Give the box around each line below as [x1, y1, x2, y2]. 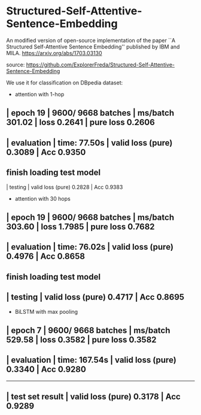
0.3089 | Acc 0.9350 [6, 147, 86, 157]
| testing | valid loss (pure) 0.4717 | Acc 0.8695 [6, 292, 184, 302]
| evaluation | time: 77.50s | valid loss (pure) [6, 138, 173, 148]
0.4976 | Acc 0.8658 [6, 252, 86, 262]
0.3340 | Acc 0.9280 [6, 364, 87, 375]
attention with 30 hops [14, 195, 71, 202]
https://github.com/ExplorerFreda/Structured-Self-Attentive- [26, 61, 175, 68]
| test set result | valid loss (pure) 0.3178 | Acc [6, 392, 181, 402]
